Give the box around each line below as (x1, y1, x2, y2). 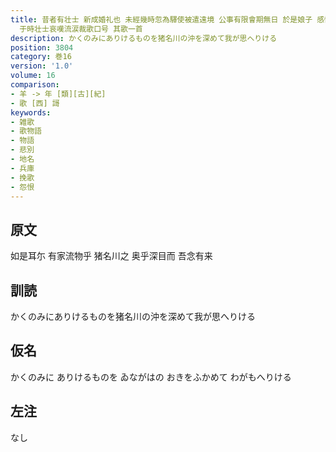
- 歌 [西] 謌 (10, 98, 60, 108)
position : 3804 (10, 42, 74, 53)
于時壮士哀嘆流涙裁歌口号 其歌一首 (19, 24, 143, 34)
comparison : (10, 80, 60, 90)
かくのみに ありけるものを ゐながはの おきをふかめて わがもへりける (10, 371, 292, 383)
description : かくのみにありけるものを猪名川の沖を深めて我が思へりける (10, 33, 278, 43)
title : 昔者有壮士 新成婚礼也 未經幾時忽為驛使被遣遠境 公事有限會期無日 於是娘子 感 (10, 14, 325, 25)
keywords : (10, 107, 52, 118)
